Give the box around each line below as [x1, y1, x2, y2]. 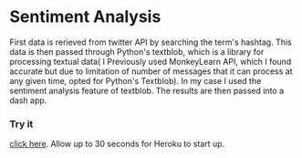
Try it [9, 117, 34, 130]
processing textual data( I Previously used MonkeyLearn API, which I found [9, 56, 292, 67]
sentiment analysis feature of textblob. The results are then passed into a [9, 85, 285, 96]
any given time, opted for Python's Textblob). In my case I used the [9, 75, 262, 86]
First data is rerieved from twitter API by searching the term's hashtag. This [9, 37, 292, 47]
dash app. [9, 94, 47, 106]
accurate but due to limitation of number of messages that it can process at [9, 66, 294, 77]
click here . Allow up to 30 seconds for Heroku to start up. [9, 139, 225, 150]
